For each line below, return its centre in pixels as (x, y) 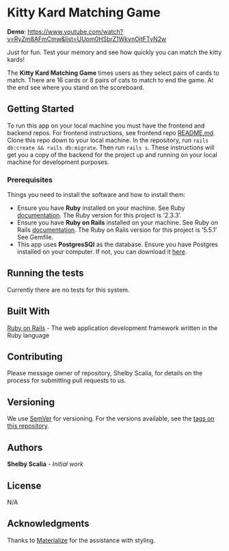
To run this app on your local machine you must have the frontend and (106, 126)
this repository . (28, 426)
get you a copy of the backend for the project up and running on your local (112, 154)
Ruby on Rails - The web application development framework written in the (112, 328)
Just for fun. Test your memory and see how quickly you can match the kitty (114, 52)
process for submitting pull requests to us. (67, 380)
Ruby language (28, 335)
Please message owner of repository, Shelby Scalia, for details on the (105, 373)
